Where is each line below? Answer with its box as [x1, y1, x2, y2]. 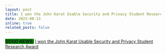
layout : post [5, 7, 32, 12]
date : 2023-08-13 [5, 16, 41, 21]
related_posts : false [5, 25, 50, 30]
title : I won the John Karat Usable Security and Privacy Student [5, 12, 145, 17]
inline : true [5, 20, 32, 26]
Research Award [5, 44, 39, 50]
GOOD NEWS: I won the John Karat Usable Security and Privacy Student [5, 38, 153, 44]
